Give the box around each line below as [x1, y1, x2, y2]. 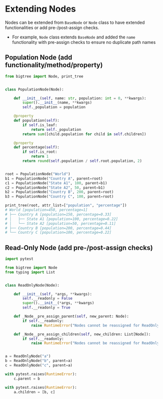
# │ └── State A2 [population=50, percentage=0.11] [5, 221, 116, 226]
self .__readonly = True [22, 305, 70, 310]
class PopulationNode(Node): [5, 87, 64, 92]
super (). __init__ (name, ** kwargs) [22, 100, 92, 105]
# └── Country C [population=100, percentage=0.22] [5, 230, 112, 235]
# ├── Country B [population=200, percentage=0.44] [5, 225, 112, 231]
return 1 [31, 154, 49, 159]
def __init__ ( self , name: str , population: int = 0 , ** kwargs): [14, 96, 147, 101]
